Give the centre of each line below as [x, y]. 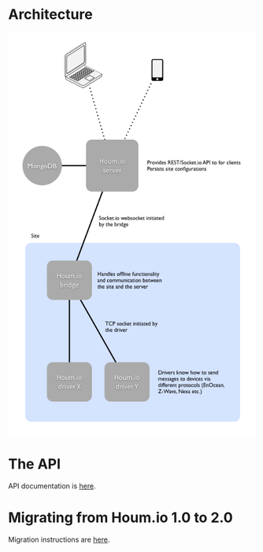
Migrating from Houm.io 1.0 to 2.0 [121, 517]
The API [35, 464]
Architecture [50, 15]
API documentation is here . [52, 486]
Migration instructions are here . [59, 539]
